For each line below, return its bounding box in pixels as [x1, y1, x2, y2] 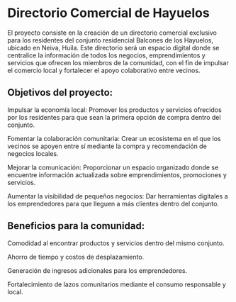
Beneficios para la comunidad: [7, 220, 145, 232]
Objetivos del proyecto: [7, 86, 113, 99]
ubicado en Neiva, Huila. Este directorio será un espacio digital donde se [7, 43, 220, 52]
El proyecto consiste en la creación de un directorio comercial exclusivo [7, 28, 218, 37]
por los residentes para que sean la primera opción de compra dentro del [7, 113, 221, 121]
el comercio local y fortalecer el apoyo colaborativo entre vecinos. [7, 66, 201, 74]
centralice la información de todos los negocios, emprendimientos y [7, 51, 206, 60]
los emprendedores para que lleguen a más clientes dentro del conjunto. [7, 199, 220, 208]
